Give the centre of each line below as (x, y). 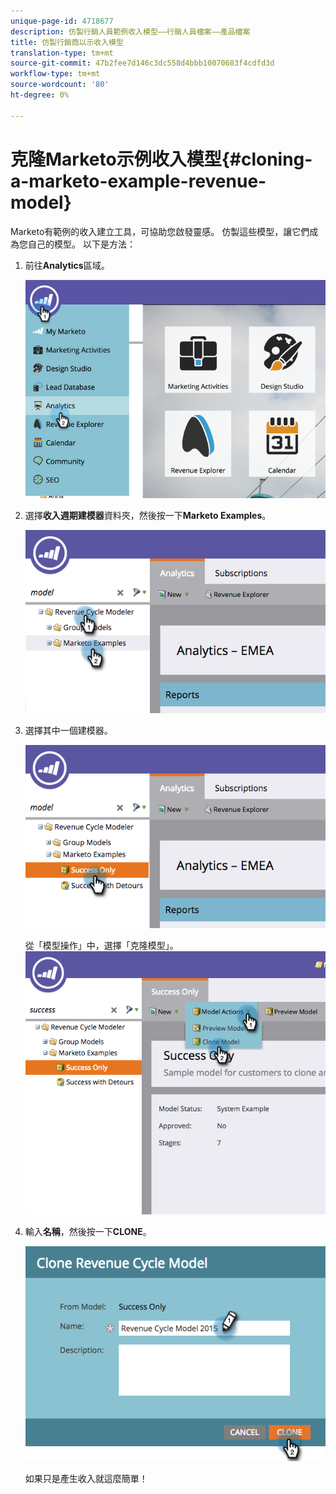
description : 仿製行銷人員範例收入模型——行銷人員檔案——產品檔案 (130, 31)
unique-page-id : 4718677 (62, 21)
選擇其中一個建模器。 (68, 730)
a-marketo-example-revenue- (138, 181)
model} (41, 202)
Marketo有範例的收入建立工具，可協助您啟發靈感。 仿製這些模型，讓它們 (160, 231)
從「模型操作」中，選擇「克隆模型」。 (101, 945)
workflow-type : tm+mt (55, 74)
